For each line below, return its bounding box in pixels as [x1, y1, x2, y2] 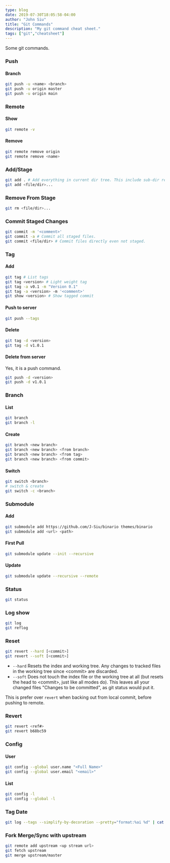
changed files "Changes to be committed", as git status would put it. [12, 685, 155, 691]
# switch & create [5, 483, 44, 488]
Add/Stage [5, 166, 33, 173]
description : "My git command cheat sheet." [5, 26, 101, 32]
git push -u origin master [5, 86, 62, 91]
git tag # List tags [5, 274, 49, 280]
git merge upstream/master [5, 853, 62, 858]
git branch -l [5, 420, 35, 425]
